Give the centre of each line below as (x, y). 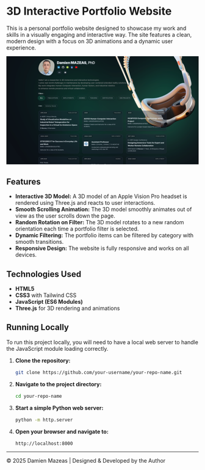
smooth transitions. (39, 242)
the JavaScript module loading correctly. (57, 348)
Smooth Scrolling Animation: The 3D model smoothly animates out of (103, 210)
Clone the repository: (43, 360)
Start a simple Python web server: (59, 408)
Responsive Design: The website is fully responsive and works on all (102, 248)
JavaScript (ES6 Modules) (49, 302)
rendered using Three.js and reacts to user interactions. (85, 203)
